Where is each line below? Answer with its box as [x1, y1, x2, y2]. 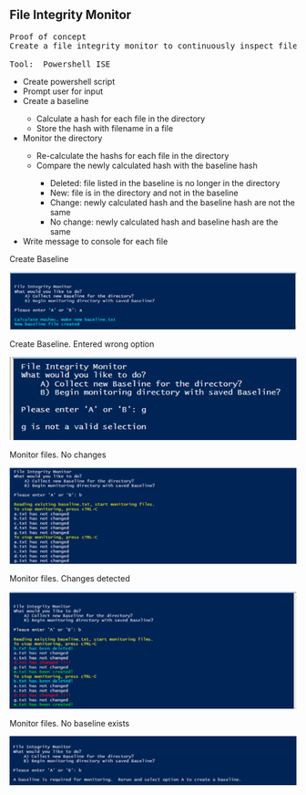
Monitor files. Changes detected [9, 573, 130, 584]
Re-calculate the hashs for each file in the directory [36, 150, 229, 161]
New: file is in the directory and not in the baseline [49, 187, 239, 198]
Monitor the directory [22, 132, 103, 143]
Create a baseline [22, 95, 89, 106]
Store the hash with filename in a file [36, 122, 174, 133]
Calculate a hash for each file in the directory [36, 113, 206, 124]
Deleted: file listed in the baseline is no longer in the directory [49, 177, 280, 188]
